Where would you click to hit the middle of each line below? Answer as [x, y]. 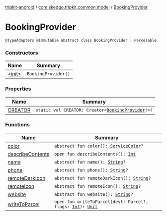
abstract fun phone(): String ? [91, 170]
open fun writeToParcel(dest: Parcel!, [101, 202]
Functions [17, 125]
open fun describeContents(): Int [95, 154]
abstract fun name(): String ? [90, 162]
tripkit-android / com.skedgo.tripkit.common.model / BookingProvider [77, 7]
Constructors [22, 53]
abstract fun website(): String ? [94, 194]
